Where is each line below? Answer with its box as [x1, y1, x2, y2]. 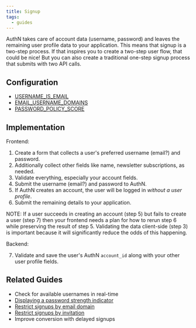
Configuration [6, 77, 59, 87]
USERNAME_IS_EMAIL [14, 93, 69, 100]
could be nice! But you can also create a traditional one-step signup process [6, 54, 190, 61]
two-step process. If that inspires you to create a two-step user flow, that [6, 48, 183, 55]
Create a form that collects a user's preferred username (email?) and [14, 149, 180, 156]
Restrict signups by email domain [14, 303, 95, 310]
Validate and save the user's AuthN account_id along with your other [14, 252, 180, 258]
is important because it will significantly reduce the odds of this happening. [6, 229, 187, 236]
